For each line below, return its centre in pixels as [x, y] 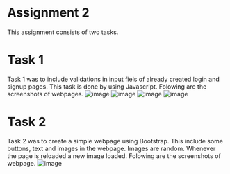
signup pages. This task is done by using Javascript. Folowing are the [107, 86]
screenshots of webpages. [46, 94]
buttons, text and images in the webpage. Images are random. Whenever [112, 148]
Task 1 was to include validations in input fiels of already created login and [114, 79]
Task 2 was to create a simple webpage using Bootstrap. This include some [115, 141]
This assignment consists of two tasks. [63, 32]
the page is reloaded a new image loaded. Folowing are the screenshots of [114, 156]
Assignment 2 [48, 13]
